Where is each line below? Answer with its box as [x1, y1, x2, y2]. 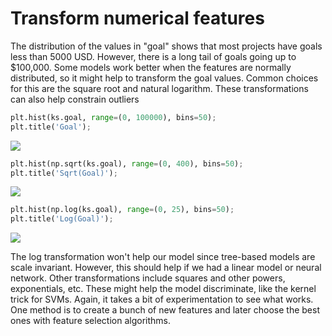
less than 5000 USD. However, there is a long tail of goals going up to [10, 50, 297, 62]
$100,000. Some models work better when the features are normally [10, 61, 292, 73]
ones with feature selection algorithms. [10, 315, 171, 327]
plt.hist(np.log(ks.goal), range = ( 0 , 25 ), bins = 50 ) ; [10, 205, 235, 215]
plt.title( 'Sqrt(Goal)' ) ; [10, 168, 118, 178]
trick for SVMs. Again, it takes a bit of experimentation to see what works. [10, 293, 314, 306]
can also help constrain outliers [10, 93, 140, 105]
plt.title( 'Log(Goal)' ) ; [10, 214, 114, 224]
